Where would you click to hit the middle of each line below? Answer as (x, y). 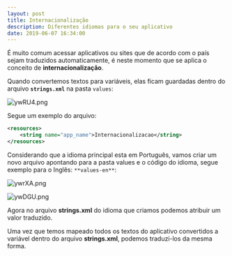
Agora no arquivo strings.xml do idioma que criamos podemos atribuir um (114, 210)
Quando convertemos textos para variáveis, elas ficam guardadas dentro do (116, 82)
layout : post (26, 14)
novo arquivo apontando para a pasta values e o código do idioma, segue (113, 162)
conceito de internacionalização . (55, 68)
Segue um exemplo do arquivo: (52, 116)
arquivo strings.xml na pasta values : (60, 89)
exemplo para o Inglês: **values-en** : (62, 170)
